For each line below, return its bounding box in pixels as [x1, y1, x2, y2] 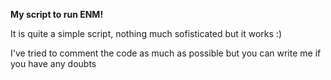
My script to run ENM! [10, 9, 104, 20]
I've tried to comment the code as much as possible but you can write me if [10, 47, 322, 59]
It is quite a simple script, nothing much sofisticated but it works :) [10, 28, 283, 39]
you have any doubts [10, 58, 97, 69]
